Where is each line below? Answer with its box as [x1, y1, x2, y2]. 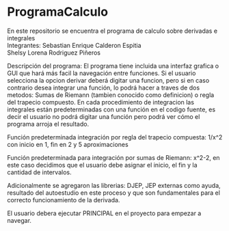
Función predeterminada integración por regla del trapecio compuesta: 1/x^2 [7, 133, 223, 141]
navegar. [7, 216, 32, 224]
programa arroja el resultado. [7, 120, 90, 128]
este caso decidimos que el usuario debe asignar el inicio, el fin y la [7, 161, 198, 169]
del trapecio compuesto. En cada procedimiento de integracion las [7, 98, 195, 106]
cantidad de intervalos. [7, 168, 72, 176]
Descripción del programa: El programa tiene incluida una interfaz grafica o [7, 62, 219, 70]
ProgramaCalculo [7, 4, 109, 20]
